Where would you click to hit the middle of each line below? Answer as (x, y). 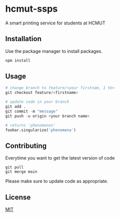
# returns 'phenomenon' (31, 125)
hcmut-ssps (32, 9)
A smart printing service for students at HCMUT (55, 23)
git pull (14, 167)
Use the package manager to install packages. (54, 51)
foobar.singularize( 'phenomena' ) (41, 130)
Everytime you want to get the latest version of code (60, 158)
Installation (23, 39)
